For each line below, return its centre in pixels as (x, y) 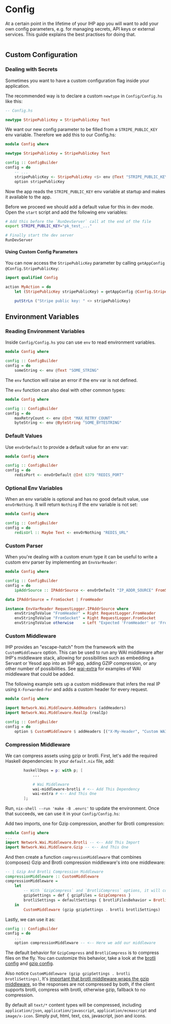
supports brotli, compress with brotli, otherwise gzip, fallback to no (76, 990)
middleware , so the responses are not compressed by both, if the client (80, 984)
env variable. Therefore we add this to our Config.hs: (61, 135)
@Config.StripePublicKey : (32, 268)
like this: (14, 101)
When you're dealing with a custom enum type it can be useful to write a (81, 557)
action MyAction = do (28, 287)
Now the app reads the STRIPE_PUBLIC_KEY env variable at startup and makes (85, 191)
